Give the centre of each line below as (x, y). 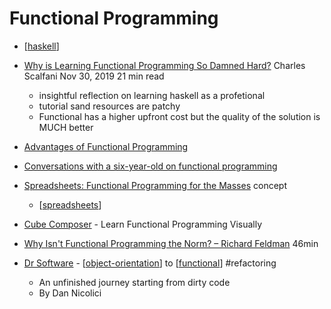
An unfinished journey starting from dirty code (134, 282)
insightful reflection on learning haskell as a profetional (152, 95)
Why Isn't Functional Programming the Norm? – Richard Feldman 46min (171, 243)
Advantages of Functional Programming (106, 146)
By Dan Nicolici (70, 293)
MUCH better (66, 127)
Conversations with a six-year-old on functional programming (150, 166)
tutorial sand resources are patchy (109, 106)
